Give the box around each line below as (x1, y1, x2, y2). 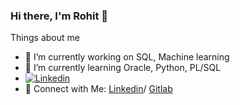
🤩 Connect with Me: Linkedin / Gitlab (24, 83, 173, 95)
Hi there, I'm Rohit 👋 (10, 9, 109, 23)
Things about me (10, 32, 80, 44)
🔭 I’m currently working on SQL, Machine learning (24, 51, 230, 63)
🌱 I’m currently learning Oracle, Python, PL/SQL (24, 62, 222, 74)
